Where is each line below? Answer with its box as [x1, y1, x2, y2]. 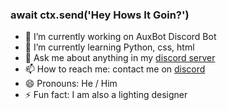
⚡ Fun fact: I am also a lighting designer [24, 89, 188, 101]
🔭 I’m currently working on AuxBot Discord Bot [24, 31, 217, 43]
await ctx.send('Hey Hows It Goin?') [10, 8, 190, 22]
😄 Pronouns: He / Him [24, 78, 118, 90]
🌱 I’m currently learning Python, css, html [24, 41, 195, 53]
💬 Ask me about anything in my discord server [24, 52, 216, 64]
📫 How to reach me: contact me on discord [24, 63, 206, 75]
